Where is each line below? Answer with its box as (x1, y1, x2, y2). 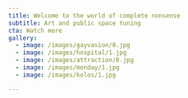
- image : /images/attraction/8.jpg (15, 57, 134, 65)
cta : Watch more (8, 26, 62, 34)
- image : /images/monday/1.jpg (15, 64, 120, 72)
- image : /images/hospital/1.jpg (15, 49, 127, 57)
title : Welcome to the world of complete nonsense (8, 11, 181, 20)
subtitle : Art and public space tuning (8, 19, 142, 27)
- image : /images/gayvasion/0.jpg (15, 41, 130, 49)
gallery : (8, 33, 38, 42)
